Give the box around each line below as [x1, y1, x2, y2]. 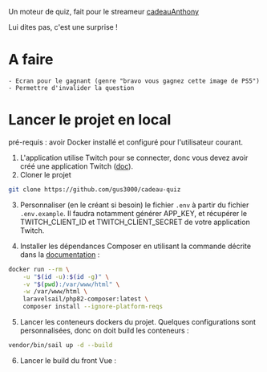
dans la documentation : [19, 249, 100, 260]
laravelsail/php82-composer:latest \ [22, 295, 149, 304]
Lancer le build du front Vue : [19, 355, 117, 365]
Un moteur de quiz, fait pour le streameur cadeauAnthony [8, 7, 199, 16]
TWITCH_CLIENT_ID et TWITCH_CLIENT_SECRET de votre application [19, 217, 250, 227]
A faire [8, 51, 54, 69]
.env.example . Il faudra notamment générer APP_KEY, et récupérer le [19, 208, 247, 218]
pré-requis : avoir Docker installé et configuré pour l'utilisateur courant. [8, 137, 243, 147]
